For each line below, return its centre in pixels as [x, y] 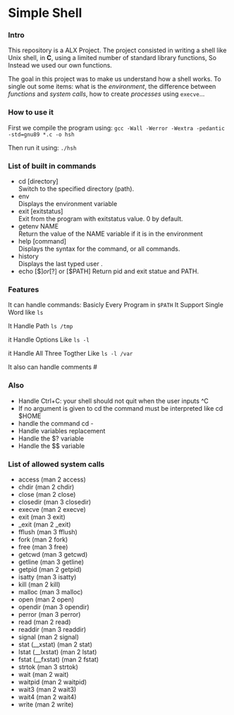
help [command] [42, 241]
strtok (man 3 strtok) [48, 667]
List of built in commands [52, 166]
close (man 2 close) [47, 494]
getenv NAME [38, 227]
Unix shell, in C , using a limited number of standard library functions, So [112, 58]
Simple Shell [45, 13]
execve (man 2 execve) [52, 509]
